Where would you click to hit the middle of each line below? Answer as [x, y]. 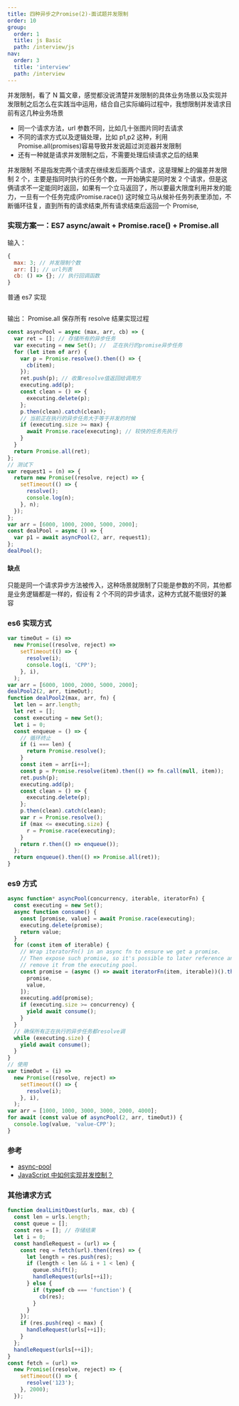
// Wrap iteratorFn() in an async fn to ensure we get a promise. [121, 952]
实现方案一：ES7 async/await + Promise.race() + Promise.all [113, 225]
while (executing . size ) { [52, 1038]
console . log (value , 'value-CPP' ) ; [65, 1124]
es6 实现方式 [30, 623]
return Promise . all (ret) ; [52, 451]
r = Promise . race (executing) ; [71, 831]
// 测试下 [20, 464]
